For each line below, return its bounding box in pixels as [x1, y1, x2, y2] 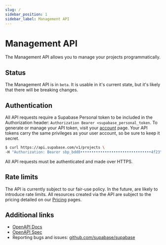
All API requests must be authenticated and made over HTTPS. [5, 158, 133, 164]
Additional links [5, 211, 54, 219]
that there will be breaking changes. [5, 87, 78, 93]
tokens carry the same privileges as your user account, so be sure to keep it [5, 130, 160, 136]
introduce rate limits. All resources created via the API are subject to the [5, 191, 152, 197]
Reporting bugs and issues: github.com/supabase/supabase [12, 235, 135, 241]
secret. [5, 135, 20, 141]
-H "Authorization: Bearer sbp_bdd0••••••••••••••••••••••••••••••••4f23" [5, 149, 163, 154]
